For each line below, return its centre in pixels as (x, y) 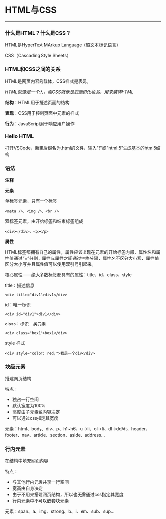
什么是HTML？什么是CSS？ (38, 33)
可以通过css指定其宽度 (35, 418)
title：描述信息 (20, 285)
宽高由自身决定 (27, 488)
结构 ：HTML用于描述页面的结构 (38, 102)
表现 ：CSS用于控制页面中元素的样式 (42, 113)
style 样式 (15, 343)
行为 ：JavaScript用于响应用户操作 (40, 123)
